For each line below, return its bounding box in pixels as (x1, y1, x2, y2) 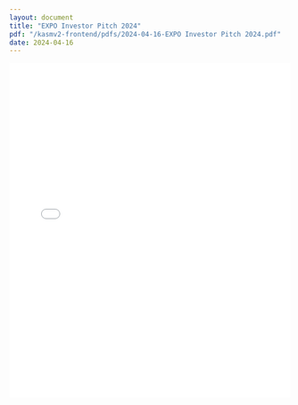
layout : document (9, 12, 74, 22)
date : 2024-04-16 (9, 37, 74, 47)
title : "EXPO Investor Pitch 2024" (9, 21, 142, 30)
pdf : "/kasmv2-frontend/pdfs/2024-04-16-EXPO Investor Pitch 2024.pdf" (9, 29, 281, 38)
